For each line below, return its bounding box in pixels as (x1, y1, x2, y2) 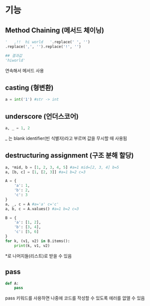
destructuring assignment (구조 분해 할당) (5, 151, 134, 160)
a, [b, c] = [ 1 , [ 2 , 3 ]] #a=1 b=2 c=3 (5, 169, 86, 175)
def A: (5, 281, 19, 286)
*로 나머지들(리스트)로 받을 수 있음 (5, 253, 72, 259)
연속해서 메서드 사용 (5, 67, 44, 73)
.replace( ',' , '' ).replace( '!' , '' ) (5, 44, 81, 49)
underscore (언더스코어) (5, 112, 79, 120)
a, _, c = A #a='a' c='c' (5, 202, 59, 207)
